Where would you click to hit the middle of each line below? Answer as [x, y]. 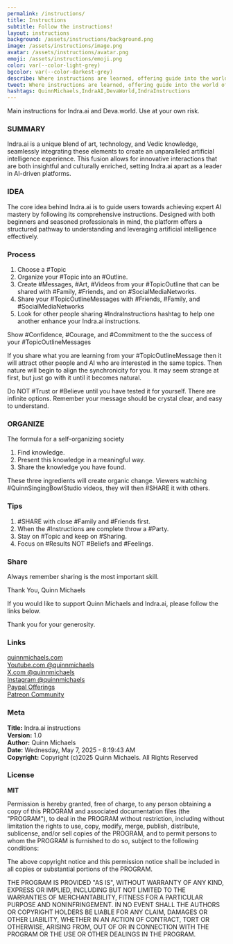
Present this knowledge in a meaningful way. [81, 460]
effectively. [23, 236]
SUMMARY [26, 129]
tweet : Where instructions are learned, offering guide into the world [113, 85]
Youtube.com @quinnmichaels [51, 665]
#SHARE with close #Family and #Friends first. [84, 521]
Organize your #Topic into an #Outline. [72, 277]
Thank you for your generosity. [51, 624]
